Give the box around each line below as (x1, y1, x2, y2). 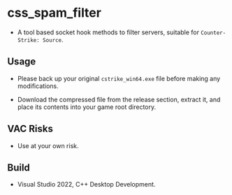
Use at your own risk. (17, 141, 79, 150)
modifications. (17, 82, 59, 90)
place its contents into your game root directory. (17, 103, 157, 111)
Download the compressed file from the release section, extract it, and (17, 95, 221, 103)
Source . (43, 35, 64, 43)
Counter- (200, 29, 226, 36)
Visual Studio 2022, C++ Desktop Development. (17, 180, 156, 189)
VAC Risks (7, 123, 54, 135)
